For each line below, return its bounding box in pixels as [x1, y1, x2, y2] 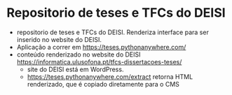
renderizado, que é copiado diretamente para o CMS [27, 80, 180, 88]
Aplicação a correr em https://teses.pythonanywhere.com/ [16, 43, 186, 51]
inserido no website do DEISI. [16, 35, 102, 43]
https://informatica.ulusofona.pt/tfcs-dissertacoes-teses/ [16, 57, 182, 66]
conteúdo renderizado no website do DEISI [16, 50, 141, 59]
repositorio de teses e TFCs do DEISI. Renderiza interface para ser [16, 28, 210, 36]
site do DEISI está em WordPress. [27, 65, 124, 73]
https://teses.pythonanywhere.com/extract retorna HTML [27, 72, 193, 81]
